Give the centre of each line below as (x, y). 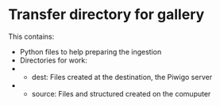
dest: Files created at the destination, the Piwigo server (122, 77)
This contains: (31, 36)
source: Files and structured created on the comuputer (121, 93)
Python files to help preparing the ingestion (91, 51)
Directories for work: (53, 60)
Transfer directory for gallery (106, 15)
